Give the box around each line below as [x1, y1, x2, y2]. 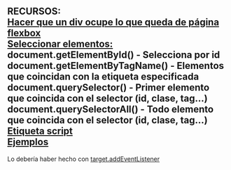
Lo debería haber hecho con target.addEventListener [7, 155, 160, 163]
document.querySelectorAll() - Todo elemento [7, 104, 214, 116]
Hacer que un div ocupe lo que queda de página [7, 17, 219, 29]
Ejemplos [7, 136, 49, 148]
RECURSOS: [7, 6, 61, 17]
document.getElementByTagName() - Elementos [7, 60, 225, 72]
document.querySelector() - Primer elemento [7, 82, 210, 93]
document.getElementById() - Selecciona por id [7, 49, 220, 61]
